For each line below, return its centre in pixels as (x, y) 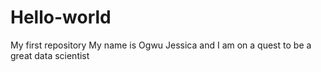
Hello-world (61, 17)
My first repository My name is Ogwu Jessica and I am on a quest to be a (161, 45)
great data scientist (50, 55)
